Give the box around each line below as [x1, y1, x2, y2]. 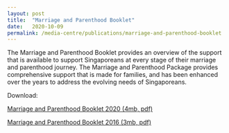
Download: [7, 91, 38, 100]
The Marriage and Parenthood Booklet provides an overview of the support [7, 48, 222, 57]
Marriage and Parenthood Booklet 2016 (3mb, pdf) [7, 118, 151, 127]
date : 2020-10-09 [7, 23, 64, 30]
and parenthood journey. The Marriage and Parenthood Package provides [7, 63, 219, 71]
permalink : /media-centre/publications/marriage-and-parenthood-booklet [7, 29, 222, 37]
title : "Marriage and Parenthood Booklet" [7, 17, 135, 24]
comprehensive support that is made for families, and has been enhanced [7, 71, 219, 79]
